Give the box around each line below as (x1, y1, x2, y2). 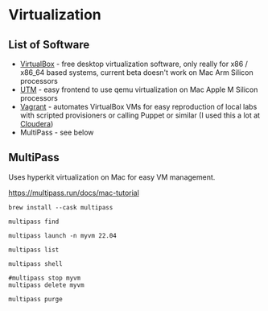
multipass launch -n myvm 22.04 (8, 231, 117, 239)
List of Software (8, 38, 90, 52)
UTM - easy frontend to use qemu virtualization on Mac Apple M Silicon (19, 85, 258, 94)
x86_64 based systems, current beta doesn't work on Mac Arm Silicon (19, 68, 254, 77)
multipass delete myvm (8, 280, 85, 289)
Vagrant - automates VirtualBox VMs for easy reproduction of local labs (19, 102, 258, 111)
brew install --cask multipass (8, 203, 113, 211)
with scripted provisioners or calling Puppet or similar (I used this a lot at (19, 110, 260, 120)
